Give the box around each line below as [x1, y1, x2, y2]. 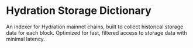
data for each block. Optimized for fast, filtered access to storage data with [6, 29, 187, 36]
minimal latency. [6, 35, 45, 42]
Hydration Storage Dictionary [6, 4, 152, 17]
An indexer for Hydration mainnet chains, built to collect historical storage [6, 23, 184, 30]
